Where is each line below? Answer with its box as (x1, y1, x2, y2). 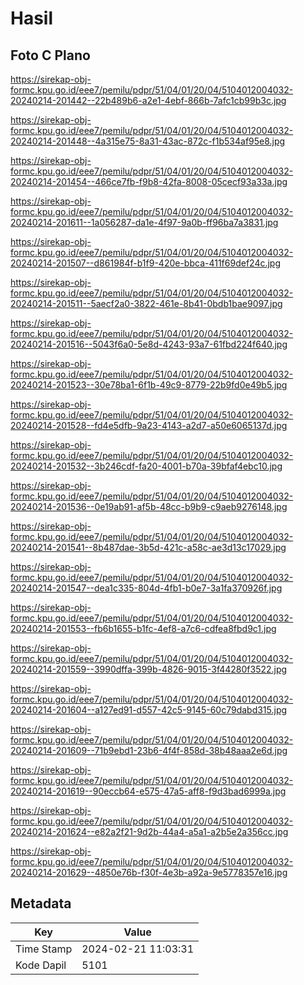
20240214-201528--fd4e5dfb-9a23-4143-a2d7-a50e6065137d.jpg (10, 420, 288, 431)
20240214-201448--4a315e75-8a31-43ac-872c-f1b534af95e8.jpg (10, 135, 286, 147)
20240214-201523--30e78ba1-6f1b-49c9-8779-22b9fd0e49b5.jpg (10, 379, 288, 391)
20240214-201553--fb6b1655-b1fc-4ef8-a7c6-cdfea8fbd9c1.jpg (10, 623, 277, 634)
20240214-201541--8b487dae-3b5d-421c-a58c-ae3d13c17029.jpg (10, 542, 287, 553)
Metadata (10, 895, 72, 912)
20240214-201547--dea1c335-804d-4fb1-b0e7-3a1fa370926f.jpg (10, 582, 283, 594)
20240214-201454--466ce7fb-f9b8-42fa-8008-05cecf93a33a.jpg (10, 176, 288, 187)
